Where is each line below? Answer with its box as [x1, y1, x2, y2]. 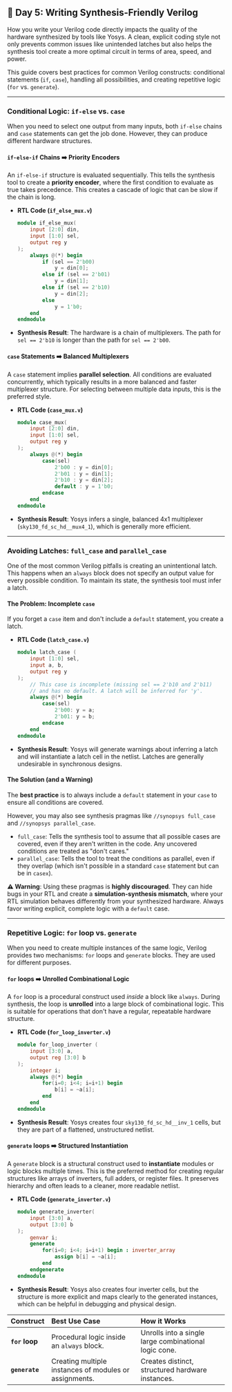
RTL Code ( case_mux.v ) [17, 406, 84, 414]
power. [7, 55, 27, 63]
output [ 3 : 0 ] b [30, 1221, 74, 1228]
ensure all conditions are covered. [7, 798, 104, 806]
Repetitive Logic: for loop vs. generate [7, 928, 137, 937]
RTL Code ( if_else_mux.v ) [17, 207, 93, 215]
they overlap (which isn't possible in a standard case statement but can [17, 861, 220, 870]
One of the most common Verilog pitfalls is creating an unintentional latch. [7, 562, 217, 570]
